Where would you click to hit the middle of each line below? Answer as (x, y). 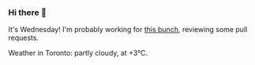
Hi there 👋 (28, 13)
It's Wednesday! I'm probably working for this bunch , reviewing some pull (128, 30)
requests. (24, 38)
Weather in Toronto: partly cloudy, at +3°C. (78, 53)
